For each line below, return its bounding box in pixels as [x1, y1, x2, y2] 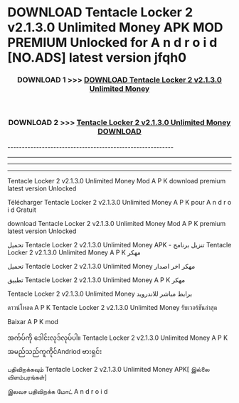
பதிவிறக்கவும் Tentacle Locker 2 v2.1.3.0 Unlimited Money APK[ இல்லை [7, 365, 210, 373]
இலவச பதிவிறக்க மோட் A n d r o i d [7, 387, 108, 395]
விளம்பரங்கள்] [7, 372, 48, 381]
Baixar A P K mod [7, 317, 59, 326]
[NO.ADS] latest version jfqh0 [7, 50, 187, 66]
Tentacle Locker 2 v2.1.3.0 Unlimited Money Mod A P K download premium [7, 176, 226, 185]
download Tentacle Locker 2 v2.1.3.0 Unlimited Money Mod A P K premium [7, 219, 226, 227]
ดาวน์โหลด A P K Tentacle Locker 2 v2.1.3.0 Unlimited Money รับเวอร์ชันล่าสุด [7, 303, 218, 311]
